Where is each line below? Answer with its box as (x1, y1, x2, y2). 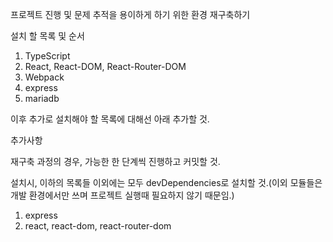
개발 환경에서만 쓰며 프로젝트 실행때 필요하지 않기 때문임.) (10, 189, 235, 201)
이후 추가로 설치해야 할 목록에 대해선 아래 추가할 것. (10, 113, 210, 125)
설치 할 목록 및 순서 (10, 30, 85, 42)
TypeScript (24, 50, 71, 62)
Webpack (24, 71, 65, 83)
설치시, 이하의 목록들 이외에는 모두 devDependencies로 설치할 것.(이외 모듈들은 (10, 177, 323, 188)
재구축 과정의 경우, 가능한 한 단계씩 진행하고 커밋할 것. (10, 156, 221, 167)
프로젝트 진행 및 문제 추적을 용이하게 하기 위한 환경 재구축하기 (10, 9, 251, 20)
